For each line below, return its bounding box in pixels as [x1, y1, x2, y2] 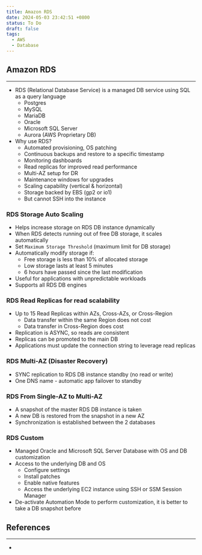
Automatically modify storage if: [14, 249, 94, 256]
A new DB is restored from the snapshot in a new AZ [14, 412, 145, 419]
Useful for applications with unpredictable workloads [14, 274, 146, 282]
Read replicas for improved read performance [23, 163, 138, 170]
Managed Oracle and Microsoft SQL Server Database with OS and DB [14, 447, 188, 454]
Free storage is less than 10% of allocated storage [23, 255, 148, 262]
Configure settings [23, 467, 70, 474]
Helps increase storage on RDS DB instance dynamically [14, 223, 155, 231]
